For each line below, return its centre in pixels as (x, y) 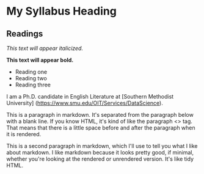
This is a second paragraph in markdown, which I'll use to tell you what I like (102, 146)
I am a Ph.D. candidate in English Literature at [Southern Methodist (90, 96)
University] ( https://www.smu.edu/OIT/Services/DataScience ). (85, 103)
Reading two (31, 78)
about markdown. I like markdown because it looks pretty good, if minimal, (100, 152)
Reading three (33, 85)
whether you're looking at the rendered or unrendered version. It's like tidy (100, 159)
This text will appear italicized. (45, 48)
